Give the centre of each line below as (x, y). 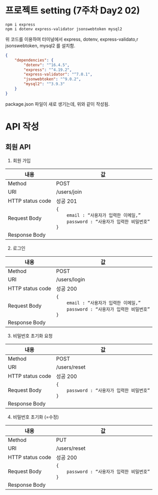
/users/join (69, 192)
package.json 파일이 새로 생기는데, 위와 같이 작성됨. (58, 104)
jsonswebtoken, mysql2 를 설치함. (40, 45)
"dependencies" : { (34, 60)
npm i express (20, 24)
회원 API (18, 147)
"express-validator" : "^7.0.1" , (58, 74)
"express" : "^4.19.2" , (48, 70)
